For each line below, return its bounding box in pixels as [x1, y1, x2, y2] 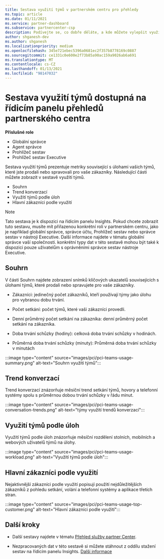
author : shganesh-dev [5, 35, 49, 40]
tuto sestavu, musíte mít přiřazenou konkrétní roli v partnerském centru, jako [5, 224, 159, 229]
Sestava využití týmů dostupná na [5, 92, 146, 103]
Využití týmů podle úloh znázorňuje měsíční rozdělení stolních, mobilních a [5, 434, 155, 440]
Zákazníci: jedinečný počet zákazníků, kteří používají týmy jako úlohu [12, 291, 151, 297]
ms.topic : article [5, 12, 42, 17]
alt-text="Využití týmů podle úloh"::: [36, 454, 108, 460]
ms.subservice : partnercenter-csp [5, 25, 76, 30]
